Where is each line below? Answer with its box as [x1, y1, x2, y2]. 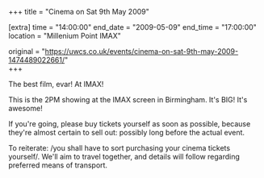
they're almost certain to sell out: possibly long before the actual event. [8, 128, 245, 137]
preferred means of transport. [8, 160, 107, 170]
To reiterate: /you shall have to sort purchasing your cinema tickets [8, 143, 231, 152]
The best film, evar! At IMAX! [8, 80, 104, 89]
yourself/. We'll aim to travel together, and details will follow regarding [8, 152, 241, 161]
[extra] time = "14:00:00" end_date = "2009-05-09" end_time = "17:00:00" [8, 23, 257, 31]
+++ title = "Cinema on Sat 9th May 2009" [8, 7, 149, 16]
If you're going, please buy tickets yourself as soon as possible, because [8, 119, 251, 128]
